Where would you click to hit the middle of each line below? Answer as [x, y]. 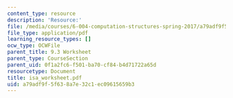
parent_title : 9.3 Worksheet [49, 52]
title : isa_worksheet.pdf [44, 78]
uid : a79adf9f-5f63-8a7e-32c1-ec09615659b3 [71, 84]
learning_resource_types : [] [49, 39]
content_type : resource [42, 13]
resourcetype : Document [42, 71]
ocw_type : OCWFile [34, 46]
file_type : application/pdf [48, 33]
